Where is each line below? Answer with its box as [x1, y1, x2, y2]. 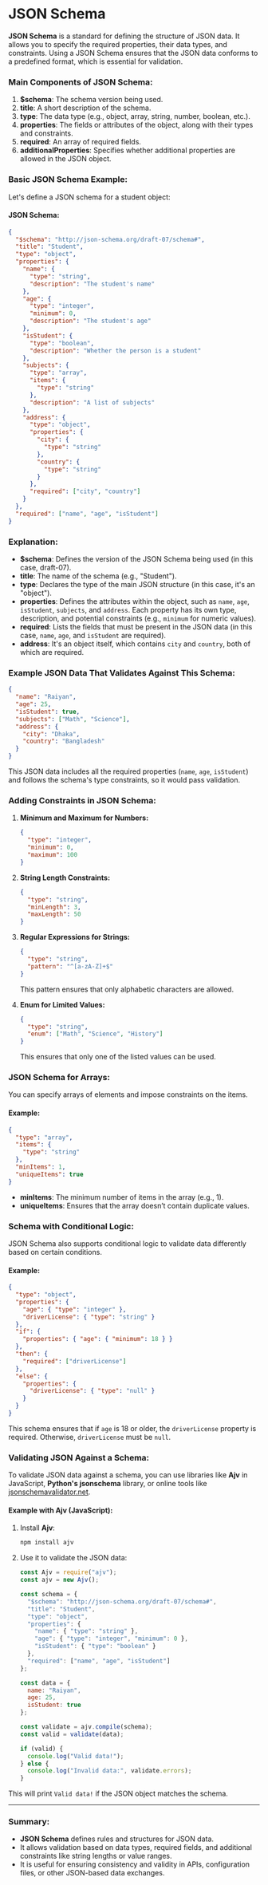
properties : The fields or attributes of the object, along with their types [19, 120, 254, 130]
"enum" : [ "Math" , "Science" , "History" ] [27, 1030, 164, 1038]
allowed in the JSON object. [19, 154, 112, 164]
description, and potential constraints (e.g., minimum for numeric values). [19, 613, 257, 623]
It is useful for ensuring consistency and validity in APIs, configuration [19, 1859, 250, 1869]
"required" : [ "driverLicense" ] [22, 1357, 127, 1365]
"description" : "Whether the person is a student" [29, 346, 202, 355]
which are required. [19, 648, 85, 657]
